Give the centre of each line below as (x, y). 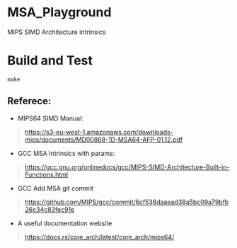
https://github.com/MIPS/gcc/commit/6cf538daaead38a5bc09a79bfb (127, 202)
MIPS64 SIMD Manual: (50, 118)
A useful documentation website (65, 223)
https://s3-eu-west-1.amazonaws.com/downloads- (99, 132)
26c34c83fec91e (50, 209)
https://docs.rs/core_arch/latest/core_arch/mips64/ (99, 237)
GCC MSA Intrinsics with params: (66, 153)
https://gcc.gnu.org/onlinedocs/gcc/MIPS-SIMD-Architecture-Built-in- (127, 167)
